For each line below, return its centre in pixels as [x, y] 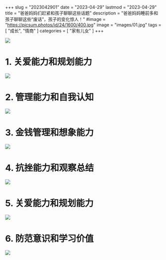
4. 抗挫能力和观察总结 [50, 168]
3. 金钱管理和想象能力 [49, 133]
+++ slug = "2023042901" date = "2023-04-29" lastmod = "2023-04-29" [81, 7]
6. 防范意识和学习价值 [49, 238]
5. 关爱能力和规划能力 [49, 203]
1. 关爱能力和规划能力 [49, 62]
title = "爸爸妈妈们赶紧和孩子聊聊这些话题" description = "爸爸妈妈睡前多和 [82, 13]
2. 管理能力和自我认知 [49, 97]
